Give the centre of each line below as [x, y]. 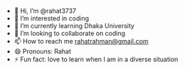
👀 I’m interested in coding [52, 18]
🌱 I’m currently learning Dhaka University [74, 26]
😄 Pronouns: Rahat [42, 51]
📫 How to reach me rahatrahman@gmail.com [81, 41]
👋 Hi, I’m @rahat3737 [45, 11]
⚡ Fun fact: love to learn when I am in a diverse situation [96, 59]
